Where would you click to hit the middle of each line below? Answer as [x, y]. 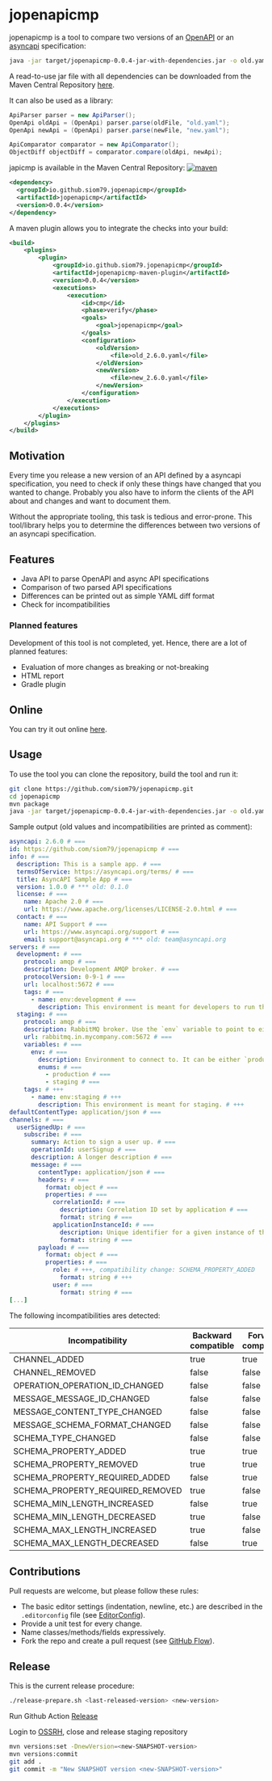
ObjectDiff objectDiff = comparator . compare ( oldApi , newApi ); [116, 152]
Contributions [45, 1572]
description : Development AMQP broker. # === [102, 970]
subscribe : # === [53, 1135]
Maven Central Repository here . [62, 84]
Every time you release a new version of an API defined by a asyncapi [125, 475]
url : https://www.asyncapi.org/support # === [102, 932]
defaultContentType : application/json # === [85, 1112]
